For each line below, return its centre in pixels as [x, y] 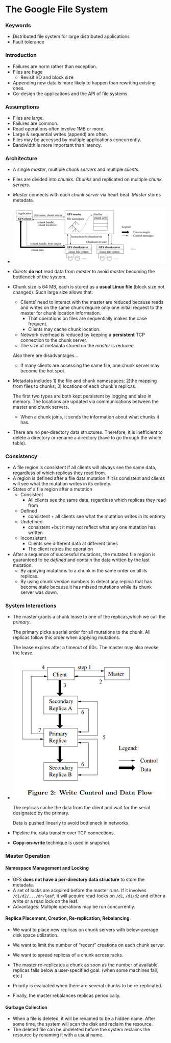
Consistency [21, 456]
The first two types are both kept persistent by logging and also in [82, 396]
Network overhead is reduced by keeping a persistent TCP [83, 335]
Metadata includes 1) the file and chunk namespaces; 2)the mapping [85, 381]
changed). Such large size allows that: [53, 292]
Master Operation [28, 856]
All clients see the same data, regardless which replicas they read [97, 500]
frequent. [38, 324]
